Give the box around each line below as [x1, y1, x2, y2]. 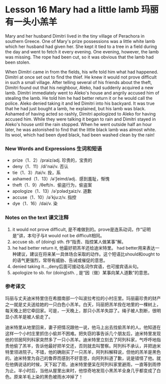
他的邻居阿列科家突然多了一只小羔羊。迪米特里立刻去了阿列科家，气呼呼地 [5, 337, 157, 342]
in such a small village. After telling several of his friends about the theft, [5, 79, 152, 85]
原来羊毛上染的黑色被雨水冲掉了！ [13, 374, 83, 380]
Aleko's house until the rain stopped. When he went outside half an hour [5, 121, 152, 127]
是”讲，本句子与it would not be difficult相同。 [12, 232, 105, 238]
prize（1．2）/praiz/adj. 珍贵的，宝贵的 [12, 157, 92, 163]
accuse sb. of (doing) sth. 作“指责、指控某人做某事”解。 [12, 239, 126, 245]
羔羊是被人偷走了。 [13, 314, 53, 320]
